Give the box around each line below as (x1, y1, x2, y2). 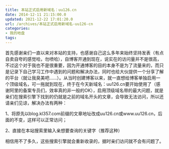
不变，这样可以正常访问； (14, 116, 67, 123)
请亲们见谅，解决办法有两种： (5, 100, 67, 106)
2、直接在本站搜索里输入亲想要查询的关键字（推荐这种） (5, 127, 123, 133)
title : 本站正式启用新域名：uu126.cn (5, 7, 77, 13)
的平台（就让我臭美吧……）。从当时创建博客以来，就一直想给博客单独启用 (5, 75, 156, 81)
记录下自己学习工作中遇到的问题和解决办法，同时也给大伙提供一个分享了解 (9, 68, 164, 74)
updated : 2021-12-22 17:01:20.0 (5, 17, 73, 22)
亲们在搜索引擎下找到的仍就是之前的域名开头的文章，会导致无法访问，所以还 (5, 93, 164, 99)
